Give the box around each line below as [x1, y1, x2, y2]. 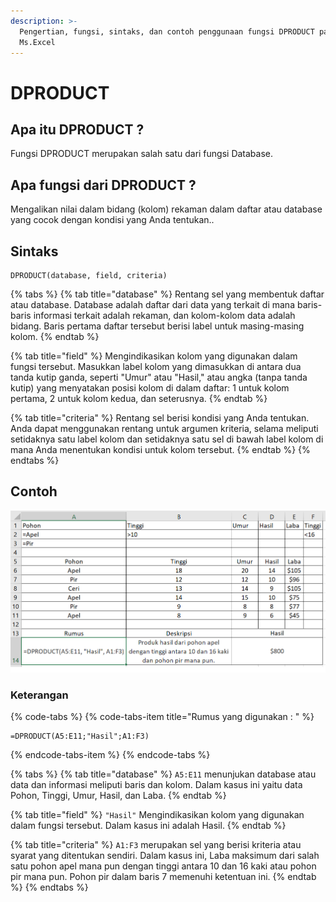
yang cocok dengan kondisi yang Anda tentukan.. [10, 214, 215, 226]
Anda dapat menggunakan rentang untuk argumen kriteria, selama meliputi [10, 423, 319, 434]
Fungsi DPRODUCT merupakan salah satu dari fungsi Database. [10, 148, 274, 160]
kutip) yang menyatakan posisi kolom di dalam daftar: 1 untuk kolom [10, 382, 290, 394]
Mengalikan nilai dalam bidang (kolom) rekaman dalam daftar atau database [10, 203, 323, 215]
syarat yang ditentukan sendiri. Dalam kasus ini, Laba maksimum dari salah [10, 850, 320, 862]
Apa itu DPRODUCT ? [10, 121, 145, 138]
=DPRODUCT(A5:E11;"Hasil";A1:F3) [10, 731, 150, 742]
